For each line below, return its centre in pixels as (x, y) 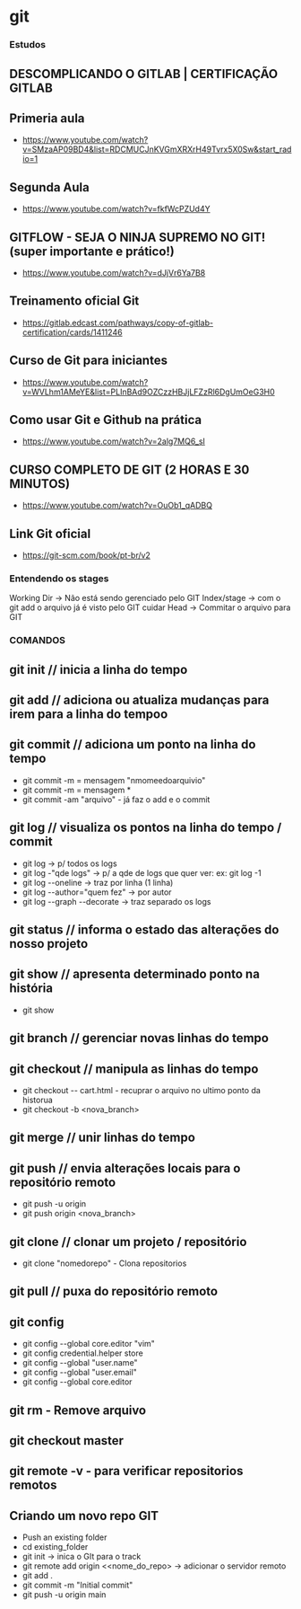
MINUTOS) (40, 484)
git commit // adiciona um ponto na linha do (133, 744)
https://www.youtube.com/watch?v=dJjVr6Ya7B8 (114, 272)
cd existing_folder (55, 1547)
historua (38, 1100)
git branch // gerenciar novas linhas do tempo (139, 1038)
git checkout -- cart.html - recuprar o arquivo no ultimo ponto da (142, 1091)
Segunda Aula (49, 187)
